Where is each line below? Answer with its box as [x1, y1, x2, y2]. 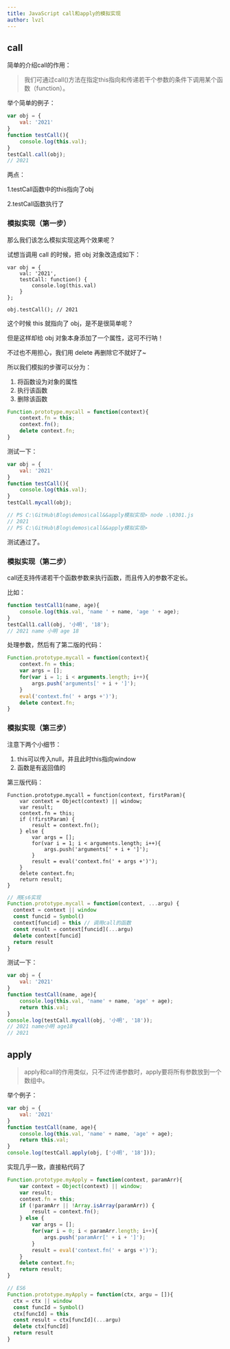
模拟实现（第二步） [7, 556, 71, 566]
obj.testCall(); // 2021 [7, 306, 78, 313]
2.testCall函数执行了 [7, 200, 65, 208]
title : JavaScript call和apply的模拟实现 [7, 10, 122, 17]
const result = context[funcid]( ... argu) [13, 925, 134, 932]
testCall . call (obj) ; [7, 151, 67, 158]
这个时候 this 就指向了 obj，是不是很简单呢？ [7, 319, 134, 327]
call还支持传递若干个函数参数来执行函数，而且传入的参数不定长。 [7, 573, 192, 582]
